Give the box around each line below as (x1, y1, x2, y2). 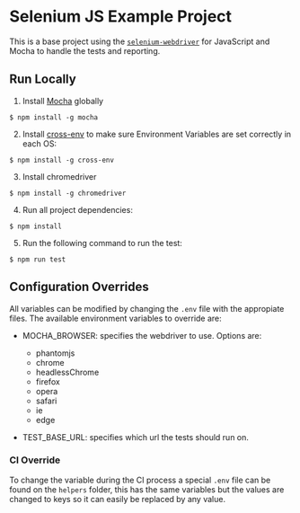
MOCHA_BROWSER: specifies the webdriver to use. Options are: (22, 330, 262, 341)
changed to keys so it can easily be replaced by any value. (9, 493, 226, 504)
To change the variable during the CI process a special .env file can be (9, 474, 271, 485)
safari (35, 395, 57, 406)
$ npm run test (9, 254, 66, 264)
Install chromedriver (22, 171, 97, 181)
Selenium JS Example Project (9, 6, 232, 27)
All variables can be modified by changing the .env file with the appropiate (9, 303, 285, 314)
